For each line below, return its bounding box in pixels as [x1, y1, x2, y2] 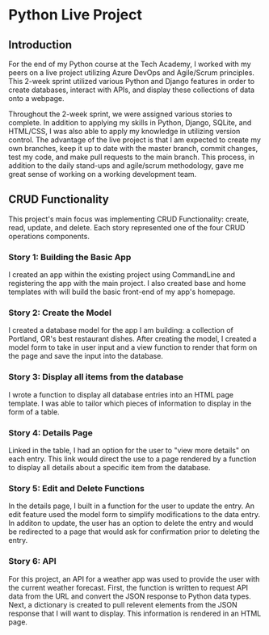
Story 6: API [8, 556, 57, 567]
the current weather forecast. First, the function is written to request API [8, 582, 249, 592]
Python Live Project [8, 6, 143, 24]
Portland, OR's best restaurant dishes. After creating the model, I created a [8, 334, 257, 344]
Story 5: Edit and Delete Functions [8, 482, 145, 494]
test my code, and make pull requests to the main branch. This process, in [8, 152, 254, 162]
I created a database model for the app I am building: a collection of [8, 326, 234, 335]
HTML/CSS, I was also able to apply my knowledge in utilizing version [8, 127, 241, 136]
